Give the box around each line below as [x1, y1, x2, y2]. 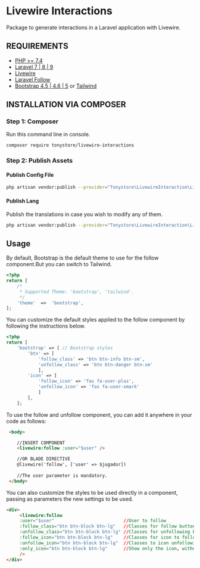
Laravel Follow [14, 76, 51, 83]
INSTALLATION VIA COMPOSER [6, 99, 126, 110]
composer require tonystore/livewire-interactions [6, 142, 135, 148]
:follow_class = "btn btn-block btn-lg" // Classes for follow [19, 523, 177, 529]
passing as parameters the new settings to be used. [6, 495, 133, 503]
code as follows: [6, 417, 46, 425]
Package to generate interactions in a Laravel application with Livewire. [6, 24, 181, 31]
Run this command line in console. [6, 131, 90, 138]
